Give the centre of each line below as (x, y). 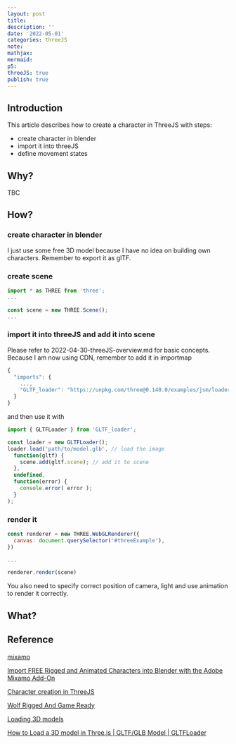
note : (15, 47)
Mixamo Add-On (31, 678)
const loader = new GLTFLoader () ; (58, 442)
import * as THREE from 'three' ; (56, 291)
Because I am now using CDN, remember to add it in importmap (99, 358)
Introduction (35, 108)
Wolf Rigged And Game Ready (51, 705)
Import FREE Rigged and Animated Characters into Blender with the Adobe (115, 670)
